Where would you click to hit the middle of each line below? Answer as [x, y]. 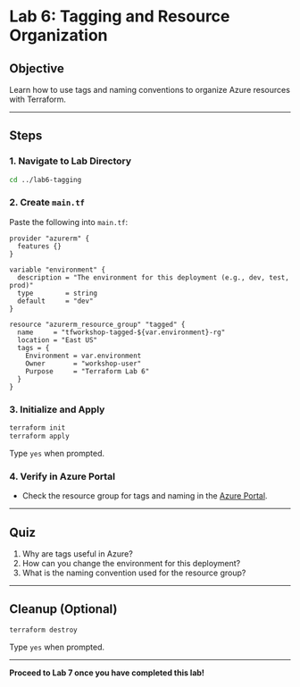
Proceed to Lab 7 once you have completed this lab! [107, 673]
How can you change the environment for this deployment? [131, 564]
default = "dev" [55, 301]
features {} [40, 246]
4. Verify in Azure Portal [62, 476]
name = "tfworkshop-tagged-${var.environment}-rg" [121, 332]
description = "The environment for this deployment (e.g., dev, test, [154, 277]
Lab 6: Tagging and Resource [120, 17]
